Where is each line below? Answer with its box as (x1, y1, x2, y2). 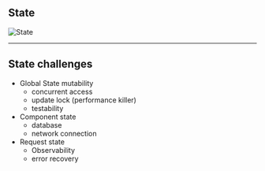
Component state (19, 112, 77, 121)
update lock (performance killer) (31, 95, 136, 105)
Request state (19, 137, 65, 147)
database (31, 120, 62, 129)
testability (31, 103, 64, 113)
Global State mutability (19, 78, 94, 87)
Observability (31, 145, 76, 154)
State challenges (8, 58, 93, 71)
